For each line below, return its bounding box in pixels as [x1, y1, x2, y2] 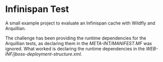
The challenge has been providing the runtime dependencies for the [5, 35, 146, 41]
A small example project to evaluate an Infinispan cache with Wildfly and [5, 20, 155, 26]
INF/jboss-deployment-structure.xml [5, 51, 81, 57]
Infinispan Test [5, 3, 69, 15]
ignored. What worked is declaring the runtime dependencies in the [5, 45, 145, 51]
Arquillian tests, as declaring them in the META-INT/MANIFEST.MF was [5, 40, 152, 46]
